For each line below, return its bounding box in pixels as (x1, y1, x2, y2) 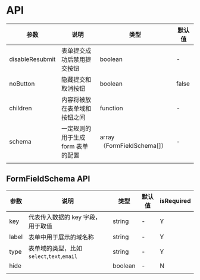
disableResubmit (9, 55, 56, 63)
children (9, 104, 32, 112)
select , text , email (28, 252, 78, 260)
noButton (9, 79, 35, 88)
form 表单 (61, 142, 88, 150)
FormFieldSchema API (6, 174, 90, 184)
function (99, 104, 123, 112)
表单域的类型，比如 (28, 244, 82, 252)
